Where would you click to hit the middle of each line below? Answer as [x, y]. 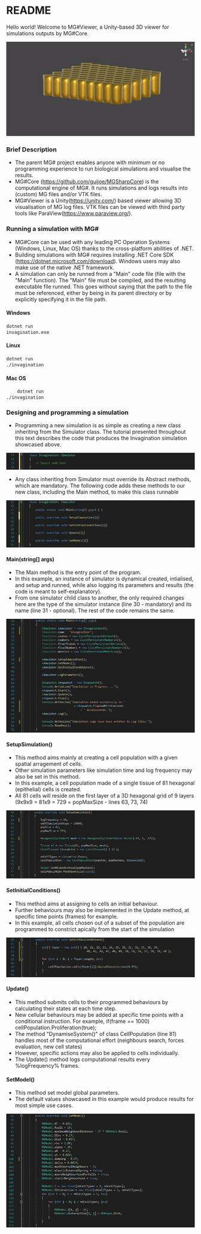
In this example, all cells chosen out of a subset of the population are [100, 923]
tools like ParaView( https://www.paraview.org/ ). [74, 214]
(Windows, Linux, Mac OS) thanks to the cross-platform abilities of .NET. [104, 248]
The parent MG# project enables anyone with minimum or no [90, 163]
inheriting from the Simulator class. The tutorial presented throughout [100, 432]
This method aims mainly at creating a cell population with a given [96, 758]
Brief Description [31, 149]
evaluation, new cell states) [48, 1047]
